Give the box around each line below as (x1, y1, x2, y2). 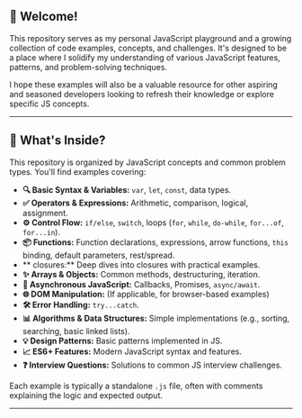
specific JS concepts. (9, 98, 90, 109)
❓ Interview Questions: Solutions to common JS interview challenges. (22, 359, 283, 370)
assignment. (22, 207, 68, 218)
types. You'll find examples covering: (9, 166, 147, 177)
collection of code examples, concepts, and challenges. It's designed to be (9, 42, 288, 53)
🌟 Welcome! (9, 9, 78, 24)
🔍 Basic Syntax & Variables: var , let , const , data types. (22, 184, 232, 195)
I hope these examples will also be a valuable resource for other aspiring (9, 78, 279, 90)
